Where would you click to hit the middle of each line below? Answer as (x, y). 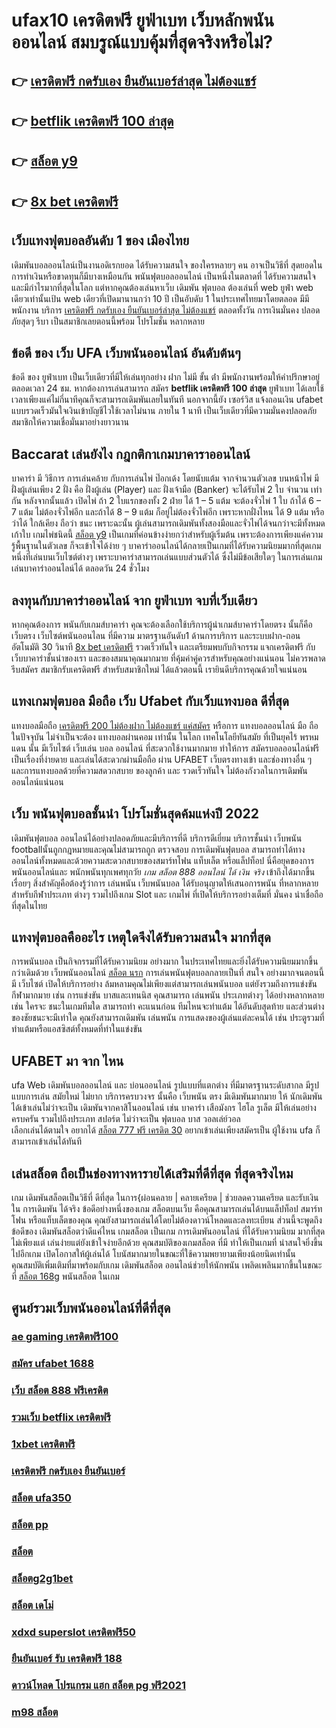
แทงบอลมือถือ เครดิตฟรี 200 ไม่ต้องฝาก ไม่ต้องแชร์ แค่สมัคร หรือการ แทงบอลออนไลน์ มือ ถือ (165, 725)
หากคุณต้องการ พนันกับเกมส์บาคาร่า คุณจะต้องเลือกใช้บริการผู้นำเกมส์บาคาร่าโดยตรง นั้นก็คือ (162, 624)
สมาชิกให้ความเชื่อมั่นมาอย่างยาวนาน (70, 422)
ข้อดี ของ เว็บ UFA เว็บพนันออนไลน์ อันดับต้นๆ (126, 352)
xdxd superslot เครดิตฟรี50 (73, 1632)
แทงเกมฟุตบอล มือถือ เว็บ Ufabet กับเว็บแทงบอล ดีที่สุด (150, 701)
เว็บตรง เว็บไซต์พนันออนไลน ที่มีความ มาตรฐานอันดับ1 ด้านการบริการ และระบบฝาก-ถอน (156, 635)
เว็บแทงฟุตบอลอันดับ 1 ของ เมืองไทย (100, 240)
